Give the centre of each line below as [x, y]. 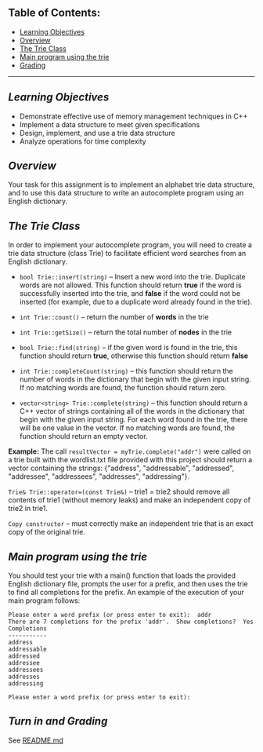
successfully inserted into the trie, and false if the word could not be [130, 294]
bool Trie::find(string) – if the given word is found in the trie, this [128, 348]
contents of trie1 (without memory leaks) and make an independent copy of [129, 500]
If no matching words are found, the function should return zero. [123, 388]
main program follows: [44, 601]
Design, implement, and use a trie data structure [97, 133]
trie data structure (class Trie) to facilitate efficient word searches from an [127, 254]
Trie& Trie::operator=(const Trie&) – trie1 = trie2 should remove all [119, 492]
